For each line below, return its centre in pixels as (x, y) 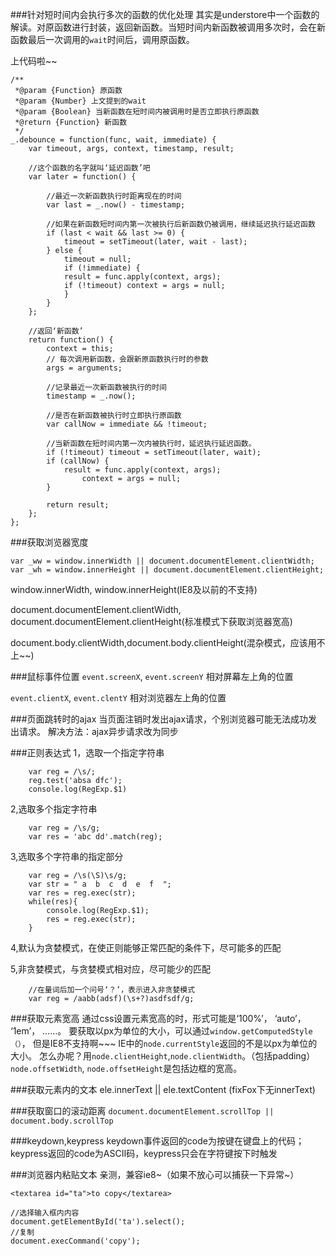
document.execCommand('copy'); (75, 1241)
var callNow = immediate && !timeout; (127, 424)
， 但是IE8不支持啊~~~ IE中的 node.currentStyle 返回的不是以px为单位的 (169, 1043)
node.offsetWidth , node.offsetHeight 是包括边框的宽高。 (126, 1068)
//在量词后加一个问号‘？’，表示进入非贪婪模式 (112, 990)
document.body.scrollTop (62, 1121)
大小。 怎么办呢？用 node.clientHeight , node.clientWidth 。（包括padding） (163, 1056)
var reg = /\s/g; (64, 828)
